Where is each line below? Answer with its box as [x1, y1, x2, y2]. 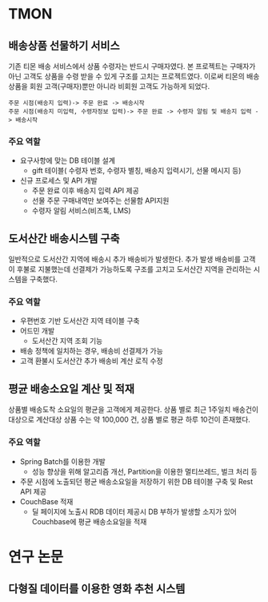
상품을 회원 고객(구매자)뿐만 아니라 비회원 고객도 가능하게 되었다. [8, 82, 210, 91]
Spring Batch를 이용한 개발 [19, 456, 106, 466]
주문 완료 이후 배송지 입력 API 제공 [31, 186, 140, 196]
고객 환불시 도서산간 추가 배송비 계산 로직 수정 [19, 356, 163, 366]
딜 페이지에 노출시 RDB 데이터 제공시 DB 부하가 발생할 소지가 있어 [31, 507, 238, 516]
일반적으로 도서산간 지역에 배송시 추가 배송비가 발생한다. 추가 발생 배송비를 [8, 254, 242, 265]
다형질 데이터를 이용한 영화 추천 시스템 [8, 582, 186, 596]
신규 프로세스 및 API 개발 [19, 176, 98, 185]
